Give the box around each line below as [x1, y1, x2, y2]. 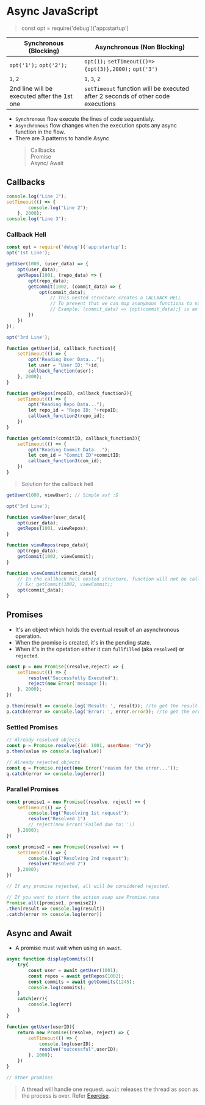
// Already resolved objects [6, 737, 81, 743]
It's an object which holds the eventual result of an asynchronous [15, 626, 180, 633]
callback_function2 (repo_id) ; [28, 413, 105, 419]
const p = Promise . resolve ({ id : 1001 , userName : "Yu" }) [6, 743, 151, 749]
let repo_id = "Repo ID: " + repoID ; [28, 407, 119, 413]
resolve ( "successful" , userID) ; [38, 1046, 119, 1053]
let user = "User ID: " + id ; [28, 362, 99, 368]
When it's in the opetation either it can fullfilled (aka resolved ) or [15, 645, 185, 653]
